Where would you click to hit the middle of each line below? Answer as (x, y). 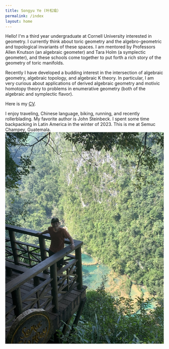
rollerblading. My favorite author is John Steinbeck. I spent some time (77, 119)
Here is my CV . (21, 104)
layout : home (19, 21)
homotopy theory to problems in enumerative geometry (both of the (75, 89)
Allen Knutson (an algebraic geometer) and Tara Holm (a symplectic (75, 52)
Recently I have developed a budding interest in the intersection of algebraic (84, 73)
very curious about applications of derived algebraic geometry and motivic (82, 84)
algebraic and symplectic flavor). (39, 94)
